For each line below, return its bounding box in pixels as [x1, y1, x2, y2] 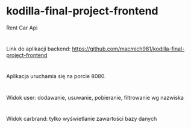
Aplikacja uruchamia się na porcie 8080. [6, 73, 107, 80]
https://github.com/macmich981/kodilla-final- [72, 45, 185, 52]
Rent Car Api [6, 24, 38, 31]
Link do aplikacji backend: [6, 45, 71, 52]
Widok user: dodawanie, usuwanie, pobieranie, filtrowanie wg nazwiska [6, 94, 184, 101]
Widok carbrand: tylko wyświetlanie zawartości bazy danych [6, 115, 157, 122]
